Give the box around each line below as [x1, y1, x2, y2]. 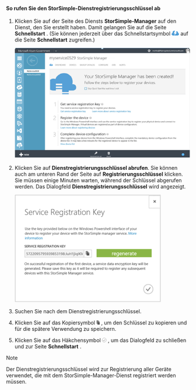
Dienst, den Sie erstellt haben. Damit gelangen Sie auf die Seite [14, 24, 167, 31]
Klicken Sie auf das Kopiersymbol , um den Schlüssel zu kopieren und [14, 319, 187, 326]
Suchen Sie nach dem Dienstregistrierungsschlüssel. [14, 308, 142, 315]
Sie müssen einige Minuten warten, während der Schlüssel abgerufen [14, 177, 182, 184]
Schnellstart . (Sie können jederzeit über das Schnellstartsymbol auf [14, 30, 188, 37]
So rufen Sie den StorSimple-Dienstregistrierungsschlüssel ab [6, 5, 160, 12]
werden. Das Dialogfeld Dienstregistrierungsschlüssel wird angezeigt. [14, 183, 186, 190]
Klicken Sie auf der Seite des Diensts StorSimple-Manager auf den [14, 18, 177, 25]
